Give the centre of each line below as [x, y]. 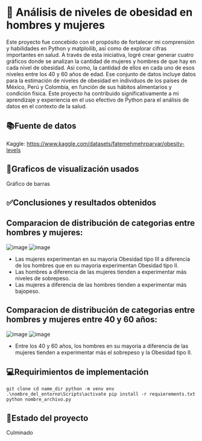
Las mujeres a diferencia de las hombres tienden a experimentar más [101, 284]
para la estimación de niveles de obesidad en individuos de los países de [97, 80]
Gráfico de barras [28, 183]
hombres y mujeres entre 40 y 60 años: [82, 320]
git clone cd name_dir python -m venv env [60, 389]
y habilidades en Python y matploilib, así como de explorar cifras [87, 48]
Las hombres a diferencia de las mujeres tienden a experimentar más [101, 272]
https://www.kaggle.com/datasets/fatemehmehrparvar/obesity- [106, 143]
